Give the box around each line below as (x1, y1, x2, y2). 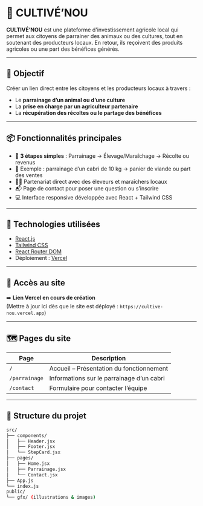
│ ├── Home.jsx (6, 461, 50, 467)
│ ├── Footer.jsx (6, 444, 56, 450)
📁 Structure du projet (6, 411, 86, 421)
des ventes (14, 171, 43, 178)
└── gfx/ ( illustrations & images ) (6, 495, 96, 501)
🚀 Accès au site (6, 277, 65, 288)
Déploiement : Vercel (14, 255, 68, 262)
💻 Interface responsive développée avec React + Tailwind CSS (14, 193, 173, 201)
